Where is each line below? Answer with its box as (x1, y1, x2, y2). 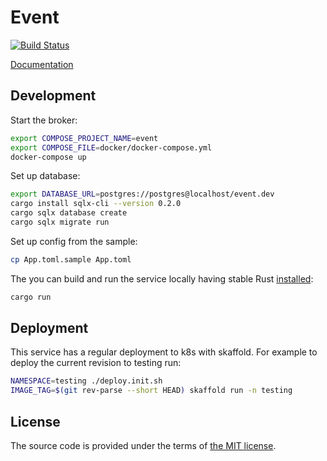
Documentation (10, 58, 74, 70)
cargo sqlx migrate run (10, 217, 110, 227)
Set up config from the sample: (10, 235, 138, 247)
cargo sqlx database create (10, 208, 128, 218)
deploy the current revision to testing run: (10, 357, 182, 369)
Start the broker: (10, 114, 78, 126)
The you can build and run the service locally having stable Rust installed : (10, 272, 314, 285)
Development (10, 87, 97, 105)
